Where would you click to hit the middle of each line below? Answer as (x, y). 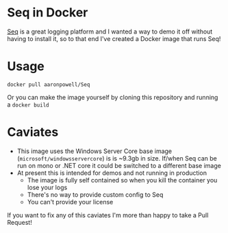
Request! (20, 222)
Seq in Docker (48, 13)
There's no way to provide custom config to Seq (95, 194)
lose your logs (47, 187)
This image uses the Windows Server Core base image (94, 151)
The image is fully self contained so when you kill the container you (122, 180)
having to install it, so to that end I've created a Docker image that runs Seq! (114, 38)
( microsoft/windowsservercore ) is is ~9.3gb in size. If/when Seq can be (117, 158)
